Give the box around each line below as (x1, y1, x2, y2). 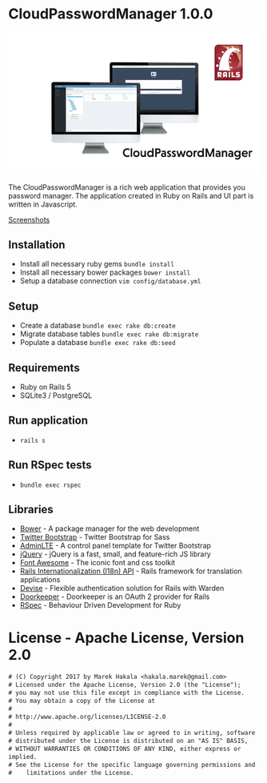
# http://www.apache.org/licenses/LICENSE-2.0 (8, 713, 166, 721)
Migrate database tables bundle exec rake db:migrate (19, 329, 199, 339)
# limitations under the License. (8, 769, 134, 777)
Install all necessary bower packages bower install (19, 267, 191, 277)
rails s (19, 436, 46, 444)
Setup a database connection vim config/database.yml (19, 276, 201, 286)
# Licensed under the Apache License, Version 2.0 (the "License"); (8, 681, 241, 689)
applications (19, 575, 61, 584)
